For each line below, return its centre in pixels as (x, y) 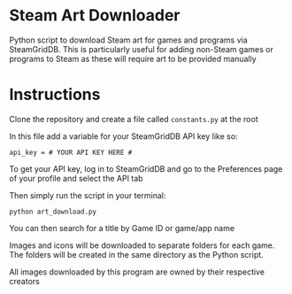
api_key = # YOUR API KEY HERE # (71, 152)
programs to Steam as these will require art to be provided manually (133, 58)
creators (24, 281)
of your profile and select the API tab (76, 178)
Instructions (55, 95)
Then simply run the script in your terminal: (88, 195)
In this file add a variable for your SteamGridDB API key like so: (123, 136)
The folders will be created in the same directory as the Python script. (136, 254)
